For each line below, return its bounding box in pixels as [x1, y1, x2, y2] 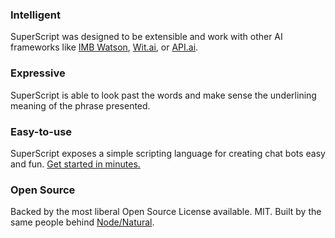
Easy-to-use [10, 124, 73, 138]
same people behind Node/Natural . [10, 216, 155, 228]
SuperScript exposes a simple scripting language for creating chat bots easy [10, 147, 326, 159]
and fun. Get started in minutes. [10, 158, 141, 170]
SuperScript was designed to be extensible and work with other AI [10, 31, 283, 43]
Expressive [10, 66, 66, 80]
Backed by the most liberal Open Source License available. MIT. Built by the [10, 206, 322, 218]
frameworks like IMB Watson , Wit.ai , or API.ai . [10, 41, 199, 53]
